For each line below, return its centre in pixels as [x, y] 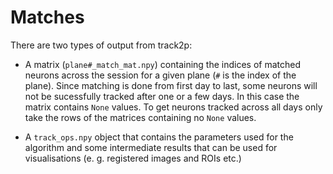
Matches [47, 17]
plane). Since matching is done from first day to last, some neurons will [171, 85]
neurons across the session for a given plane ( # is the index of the [160, 75]
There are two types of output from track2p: [101, 45]
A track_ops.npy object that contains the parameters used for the [159, 137]
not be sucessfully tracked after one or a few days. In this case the [162, 96]
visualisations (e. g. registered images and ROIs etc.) [133, 158]
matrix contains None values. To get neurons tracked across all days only [173, 107]
